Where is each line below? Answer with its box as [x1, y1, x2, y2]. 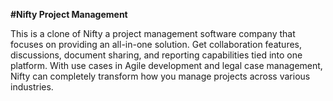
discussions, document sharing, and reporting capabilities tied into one [10, 49, 303, 61]
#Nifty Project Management [10, 9, 128, 20]
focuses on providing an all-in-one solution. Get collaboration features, [10, 39, 302, 50]
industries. [10, 81, 54, 93]
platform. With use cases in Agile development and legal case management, [10, 60, 323, 71]
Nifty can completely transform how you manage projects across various [10, 70, 311, 82]
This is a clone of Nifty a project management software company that [10, 28, 296, 39]
